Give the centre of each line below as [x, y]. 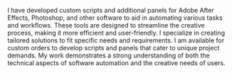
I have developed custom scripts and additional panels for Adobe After [111, 10]
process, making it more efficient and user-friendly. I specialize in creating [116, 33]
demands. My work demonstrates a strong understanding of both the [109, 55]
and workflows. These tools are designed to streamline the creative [106, 25]
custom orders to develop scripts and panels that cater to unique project [114, 48]
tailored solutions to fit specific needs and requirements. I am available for [116, 40]
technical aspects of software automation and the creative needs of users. [116, 63]
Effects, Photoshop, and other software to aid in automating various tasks [115, 18]
